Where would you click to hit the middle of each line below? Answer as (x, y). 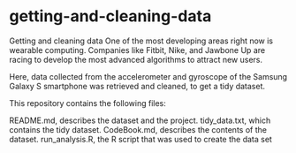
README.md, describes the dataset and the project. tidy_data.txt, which (140, 120)
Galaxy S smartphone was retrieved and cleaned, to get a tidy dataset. (137, 86)
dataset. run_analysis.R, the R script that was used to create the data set (140, 139)
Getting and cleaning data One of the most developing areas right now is (141, 41)
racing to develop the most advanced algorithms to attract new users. (136, 59)
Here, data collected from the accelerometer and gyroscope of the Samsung (148, 76)
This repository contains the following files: (87, 103)
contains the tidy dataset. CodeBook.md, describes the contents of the (138, 129)
